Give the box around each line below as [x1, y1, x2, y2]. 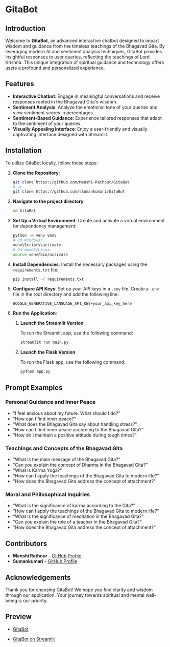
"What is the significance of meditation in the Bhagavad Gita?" [12, 513, 144, 519]
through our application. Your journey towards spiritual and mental [5, 592, 144, 598]
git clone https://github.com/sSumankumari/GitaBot [12, 189, 125, 194]
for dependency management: [12, 223, 77, 229]
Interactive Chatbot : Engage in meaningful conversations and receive [12, 93, 160, 99]
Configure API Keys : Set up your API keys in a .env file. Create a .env [12, 286, 159, 292]
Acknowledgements [5, 573, 71, 582]
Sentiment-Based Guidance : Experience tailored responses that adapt [12, 115, 162, 121]
